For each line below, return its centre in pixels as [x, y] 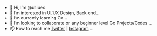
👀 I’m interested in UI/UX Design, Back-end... [54, 13]
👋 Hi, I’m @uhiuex [27, 8]
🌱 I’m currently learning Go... [38, 18]
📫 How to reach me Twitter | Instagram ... [52, 28]
